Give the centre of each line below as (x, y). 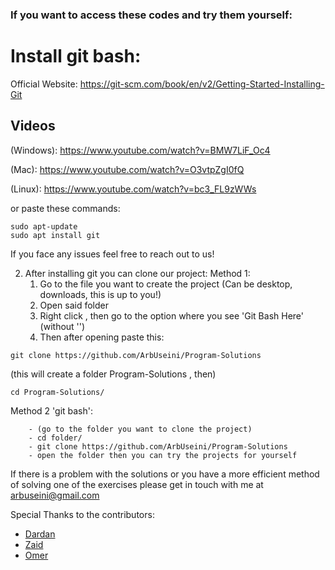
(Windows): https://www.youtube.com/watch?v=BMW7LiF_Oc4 (140, 150)
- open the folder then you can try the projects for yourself (163, 455)
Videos (33, 126)
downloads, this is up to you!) (100, 294)
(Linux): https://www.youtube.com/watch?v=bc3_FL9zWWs (133, 189)
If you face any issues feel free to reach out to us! (112, 254)
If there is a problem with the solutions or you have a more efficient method (165, 474)
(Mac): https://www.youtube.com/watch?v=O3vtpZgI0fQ (127, 169)
